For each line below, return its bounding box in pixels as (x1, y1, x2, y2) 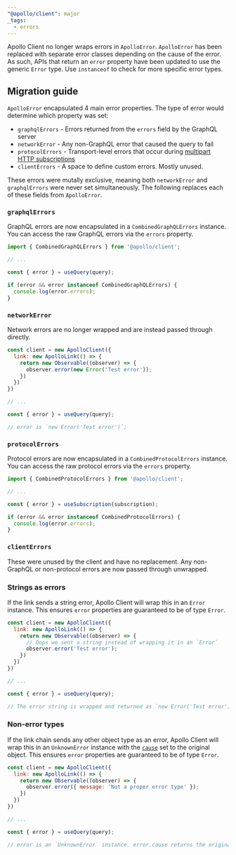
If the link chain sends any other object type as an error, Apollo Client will (7, 735, 219, 744)
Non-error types (7, 720, 65, 729)
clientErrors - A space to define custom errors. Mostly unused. (17, 162, 204, 171)
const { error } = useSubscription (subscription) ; (7, 501, 159, 508)
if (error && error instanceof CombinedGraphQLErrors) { (7, 281, 178, 289)
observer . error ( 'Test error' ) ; (25, 645, 118, 653)
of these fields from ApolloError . (7, 191, 103, 199)
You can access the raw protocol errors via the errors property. (7, 462, 192, 470)
